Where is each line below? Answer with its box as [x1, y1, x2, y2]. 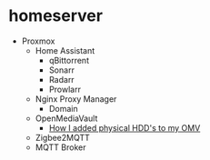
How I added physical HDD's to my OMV [48, 122, 201, 133]
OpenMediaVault [35, 113, 98, 124]
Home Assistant [35, 45, 95, 55]
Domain [48, 103, 78, 114]
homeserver [8, 5, 104, 26]
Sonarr [48, 65, 75, 75]
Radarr [48, 74, 75, 85]
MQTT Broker [35, 142, 86, 153]
